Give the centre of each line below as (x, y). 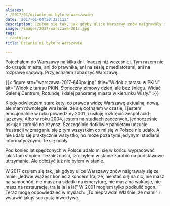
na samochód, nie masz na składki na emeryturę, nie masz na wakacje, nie (83, 181)
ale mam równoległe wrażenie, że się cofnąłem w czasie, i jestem (73, 108)
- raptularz (18, 38)
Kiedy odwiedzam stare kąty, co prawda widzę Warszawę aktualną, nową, (82, 103)
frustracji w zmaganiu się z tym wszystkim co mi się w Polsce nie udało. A (82, 130)
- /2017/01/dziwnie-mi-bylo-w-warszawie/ (50, 15)
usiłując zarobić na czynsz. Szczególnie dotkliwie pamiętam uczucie (76, 124)
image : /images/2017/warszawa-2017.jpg (47, 29)
